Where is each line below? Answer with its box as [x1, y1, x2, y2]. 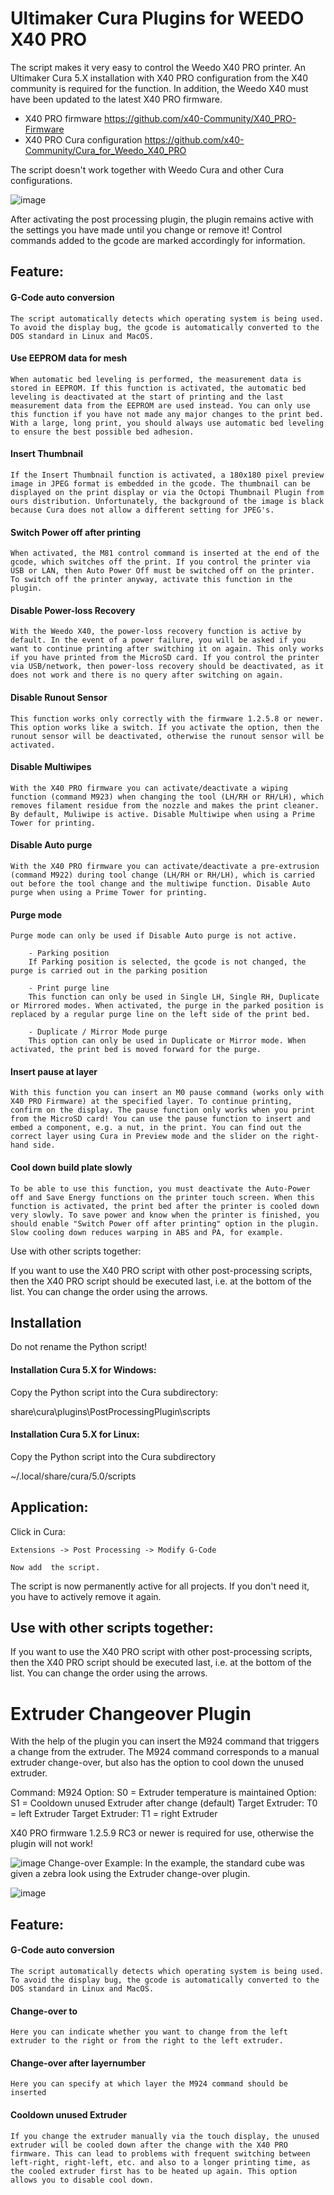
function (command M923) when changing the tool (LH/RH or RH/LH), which [10, 792, 325, 802]
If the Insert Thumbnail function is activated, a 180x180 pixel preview [10, 470, 325, 480]
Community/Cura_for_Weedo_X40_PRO [24, 144, 187, 156]
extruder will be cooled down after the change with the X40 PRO [10, 2140, 288, 2150]
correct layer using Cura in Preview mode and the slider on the [10, 1132, 288, 1142]
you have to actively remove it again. [10, 1590, 162, 1602]
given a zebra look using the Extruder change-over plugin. [10, 1868, 251, 1880]
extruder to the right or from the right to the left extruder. [10, 2036, 284, 2046]
